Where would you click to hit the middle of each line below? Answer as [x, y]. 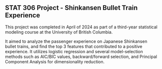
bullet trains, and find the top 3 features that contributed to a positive [74, 46]
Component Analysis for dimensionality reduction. [55, 61]
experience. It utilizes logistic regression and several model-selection [74, 51]
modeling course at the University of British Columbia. [59, 32]
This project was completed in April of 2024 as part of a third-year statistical [81, 27]
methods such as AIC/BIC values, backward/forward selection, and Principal [81, 57]
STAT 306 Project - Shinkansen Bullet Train [71, 8]
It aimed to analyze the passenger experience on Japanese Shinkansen [76, 41]
